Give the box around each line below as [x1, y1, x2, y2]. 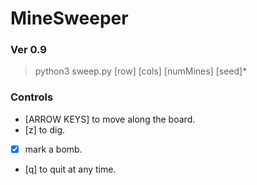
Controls [10, 90, 54, 104]
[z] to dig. [24, 123, 66, 136]
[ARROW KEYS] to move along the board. [24, 113, 196, 125]
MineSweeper [10, 7, 129, 30]
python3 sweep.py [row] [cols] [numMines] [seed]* [34, 65, 248, 77]
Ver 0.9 [10, 43, 47, 57]
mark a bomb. [24, 143, 83, 155]
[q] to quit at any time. [24, 163, 117, 175]
